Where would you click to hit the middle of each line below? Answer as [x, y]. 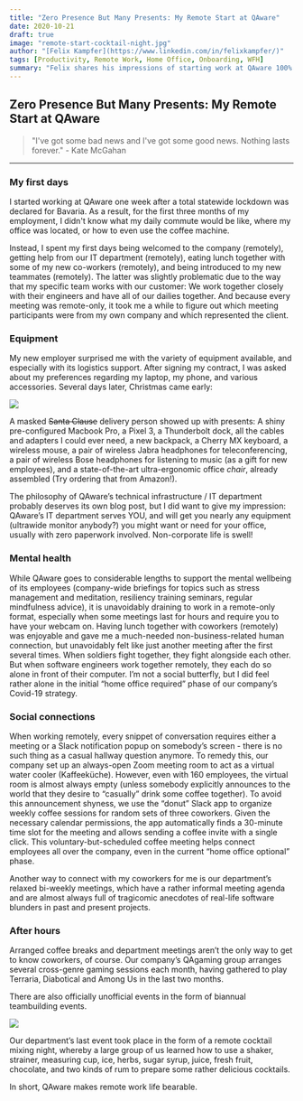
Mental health [41, 558]
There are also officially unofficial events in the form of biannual [128, 997]
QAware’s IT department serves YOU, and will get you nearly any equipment [150, 516]
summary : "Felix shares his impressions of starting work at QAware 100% [151, 69]
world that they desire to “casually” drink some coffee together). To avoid [146, 793]
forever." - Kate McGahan [78, 150]
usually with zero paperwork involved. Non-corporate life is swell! [131, 535]
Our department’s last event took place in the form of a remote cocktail [141, 1040]
